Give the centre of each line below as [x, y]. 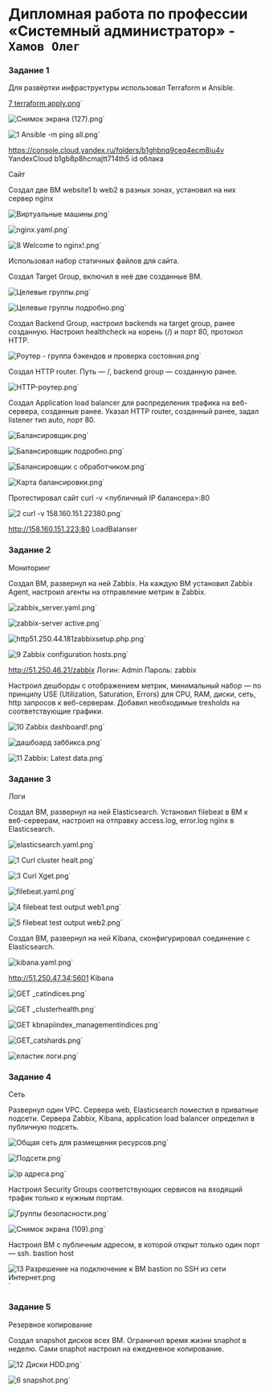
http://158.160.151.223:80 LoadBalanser [73, 529]
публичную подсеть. [44, 1127]
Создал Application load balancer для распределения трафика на [119, 403]
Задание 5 [30, 1307]
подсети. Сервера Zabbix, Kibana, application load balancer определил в [132, 1118]
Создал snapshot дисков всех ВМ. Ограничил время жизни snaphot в [127, 1340]
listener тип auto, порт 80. [52, 420]
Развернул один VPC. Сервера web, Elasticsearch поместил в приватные [133, 1110]
